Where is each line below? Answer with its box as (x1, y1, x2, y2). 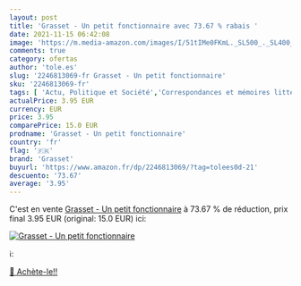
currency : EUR (9, 105, 63, 114)
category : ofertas (9, 55, 78, 63)
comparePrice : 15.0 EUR (9, 122, 99, 130)
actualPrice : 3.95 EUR (9, 96, 94, 105)
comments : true (9, 46, 66, 55)
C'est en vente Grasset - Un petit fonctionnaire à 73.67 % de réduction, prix (9, 204, 288, 214)
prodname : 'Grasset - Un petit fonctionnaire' (9, 130, 186, 139)
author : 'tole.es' (9, 63, 78, 72)
